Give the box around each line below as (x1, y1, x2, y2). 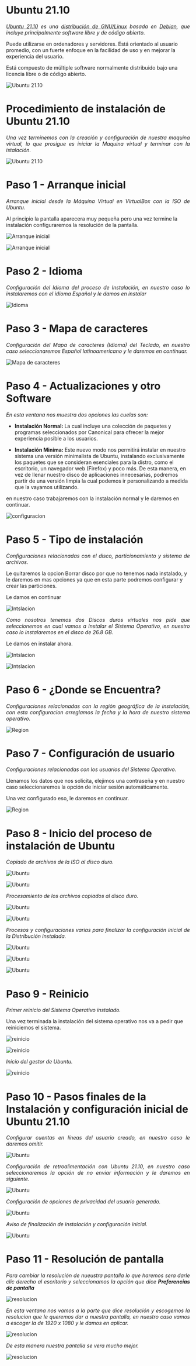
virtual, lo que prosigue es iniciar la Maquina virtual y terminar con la (6, 140, 190, 147)
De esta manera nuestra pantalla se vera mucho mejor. (6, 1342, 139, 1349)
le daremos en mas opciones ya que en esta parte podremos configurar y (6, 576, 183, 583)
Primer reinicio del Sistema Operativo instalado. (6, 1007, 121, 1014)
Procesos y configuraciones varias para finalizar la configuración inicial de (6, 927, 190, 934)
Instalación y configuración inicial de (6, 1102, 188, 1116)
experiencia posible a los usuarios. (14, 435, 98, 442)
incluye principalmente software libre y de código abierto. (6, 29, 145, 36)
